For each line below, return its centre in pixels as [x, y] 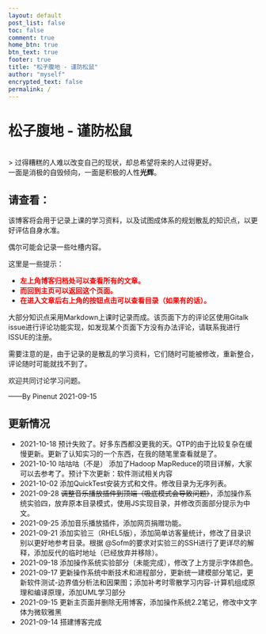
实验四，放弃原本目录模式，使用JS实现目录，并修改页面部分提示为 [135, 503]
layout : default [35, 15]
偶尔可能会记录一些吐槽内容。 [57, 247]
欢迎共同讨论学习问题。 [46, 381]
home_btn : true [33, 45]
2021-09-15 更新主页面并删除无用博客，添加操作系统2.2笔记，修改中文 [135, 602]
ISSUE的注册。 [32, 337]
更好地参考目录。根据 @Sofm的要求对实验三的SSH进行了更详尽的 [141, 542]
